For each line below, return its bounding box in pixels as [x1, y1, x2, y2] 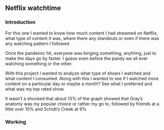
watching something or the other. [5, 60, 73, 66]
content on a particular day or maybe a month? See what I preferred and [5, 81, 152, 87]
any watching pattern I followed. [5, 41, 71, 46]
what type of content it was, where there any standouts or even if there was [5, 35, 160, 41]
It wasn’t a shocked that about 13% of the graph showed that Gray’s [5, 95, 143, 101]
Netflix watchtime [5, 4, 61, 12]
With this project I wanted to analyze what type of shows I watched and [5, 70, 151, 76]
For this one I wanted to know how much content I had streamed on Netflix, [5, 30, 158, 36]
